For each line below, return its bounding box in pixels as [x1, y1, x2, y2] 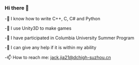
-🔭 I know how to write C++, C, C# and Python [4, 16, 100, 22]
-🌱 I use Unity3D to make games [4, 25, 72, 31]
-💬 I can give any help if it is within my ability [4, 45, 96, 51]
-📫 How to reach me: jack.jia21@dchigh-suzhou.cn [4, 55, 111, 61]
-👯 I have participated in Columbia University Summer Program [4, 35, 134, 41]
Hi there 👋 [4, 4, 29, 11]
